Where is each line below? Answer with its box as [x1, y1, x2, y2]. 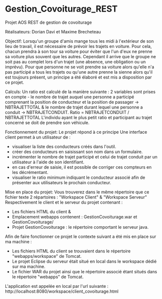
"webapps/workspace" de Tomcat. [12, 253, 82, 259]
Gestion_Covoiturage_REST [5, 3, 118, 15]
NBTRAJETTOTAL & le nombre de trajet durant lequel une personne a [5, 104, 143, 110]
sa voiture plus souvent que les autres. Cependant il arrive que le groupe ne [5, 53, 156, 59]
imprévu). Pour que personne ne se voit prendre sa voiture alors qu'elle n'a [5, 64, 155, 70]
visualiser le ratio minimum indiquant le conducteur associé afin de [12, 174, 146, 180]
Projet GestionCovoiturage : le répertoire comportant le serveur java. [12, 224, 149, 230]
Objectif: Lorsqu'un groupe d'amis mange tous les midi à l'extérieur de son [5, 38, 154, 44]
